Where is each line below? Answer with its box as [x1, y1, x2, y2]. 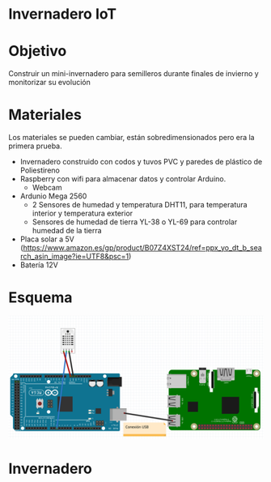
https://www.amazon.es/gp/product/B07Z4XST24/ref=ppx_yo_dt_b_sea [23, 243, 263, 253]
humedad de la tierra [32, 226, 103, 236]
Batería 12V [19, 260, 58, 270]
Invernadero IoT [8, 5, 117, 23]
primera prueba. [8, 141, 62, 151]
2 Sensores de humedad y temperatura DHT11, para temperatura [32, 200, 248, 210]
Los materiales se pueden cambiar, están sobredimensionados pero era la [8, 133, 255, 143]
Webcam [32, 183, 62, 193]
